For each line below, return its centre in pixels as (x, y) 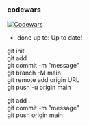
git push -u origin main (39, 88)
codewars (24, 10)
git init (16, 51)
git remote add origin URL (43, 80)
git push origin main (35, 115)
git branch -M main (34, 73)
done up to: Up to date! (50, 38)
